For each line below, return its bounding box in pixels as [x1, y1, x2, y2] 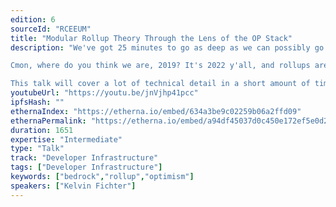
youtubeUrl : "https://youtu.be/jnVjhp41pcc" [10, 88, 199, 98]
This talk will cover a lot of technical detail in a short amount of [10, 79, 311, 89]
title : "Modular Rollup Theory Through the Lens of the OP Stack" [10, 33, 293, 43]
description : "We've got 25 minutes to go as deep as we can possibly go [10, 42, 325, 53]
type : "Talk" [10, 144, 65, 154]
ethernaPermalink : [10, 116, 87, 126]
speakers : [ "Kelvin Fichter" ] [10, 181, 137, 191]
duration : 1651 [10, 125, 74, 135]
